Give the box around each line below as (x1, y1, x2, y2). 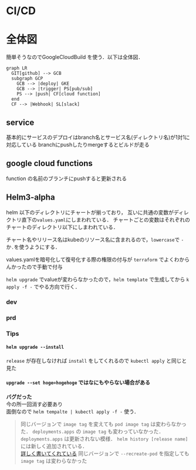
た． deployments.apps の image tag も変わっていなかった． (20, 428, 164, 435)
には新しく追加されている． (20, 442, 88, 449)
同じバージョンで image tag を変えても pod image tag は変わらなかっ (20, 420, 187, 428)
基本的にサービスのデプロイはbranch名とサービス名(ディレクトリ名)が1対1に (6, 134, 190, 141)
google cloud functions (6, 158, 93, 168)
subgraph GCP (11, 75, 43, 82)
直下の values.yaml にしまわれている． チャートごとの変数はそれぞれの (21, 216, 191, 223)
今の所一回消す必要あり (6, 401, 63, 408)
